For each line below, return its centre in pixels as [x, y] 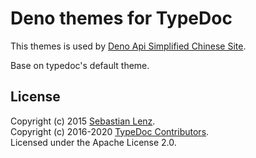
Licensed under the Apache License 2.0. [93, 142]
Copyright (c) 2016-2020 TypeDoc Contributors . [110, 131]
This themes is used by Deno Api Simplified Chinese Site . [128, 46]
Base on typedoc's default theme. [80, 65]
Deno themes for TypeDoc [121, 18]
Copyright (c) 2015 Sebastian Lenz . [83, 121]
